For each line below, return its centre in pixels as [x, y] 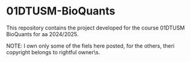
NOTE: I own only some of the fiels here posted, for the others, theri [90, 46]
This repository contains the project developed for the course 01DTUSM [95, 28]
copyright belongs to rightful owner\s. [53, 52]
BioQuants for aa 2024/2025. [42, 34]
